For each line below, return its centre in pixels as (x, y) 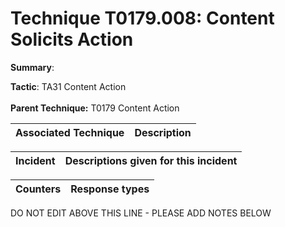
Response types (110, 189)
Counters (38, 189)
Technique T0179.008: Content (142, 18)
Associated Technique (70, 132)
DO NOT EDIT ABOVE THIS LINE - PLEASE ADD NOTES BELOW (141, 213)
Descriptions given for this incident (151, 160)
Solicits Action (72, 39)
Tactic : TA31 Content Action (68, 86)
